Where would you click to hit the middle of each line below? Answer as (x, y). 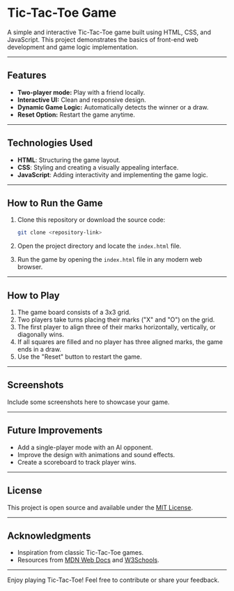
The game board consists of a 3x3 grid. (74, 313)
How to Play (34, 295)
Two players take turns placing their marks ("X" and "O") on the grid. (116, 320)
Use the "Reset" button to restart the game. (79, 357)
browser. (30, 267)
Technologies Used (50, 143)
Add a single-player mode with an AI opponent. (85, 447)
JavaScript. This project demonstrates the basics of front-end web (103, 39)
